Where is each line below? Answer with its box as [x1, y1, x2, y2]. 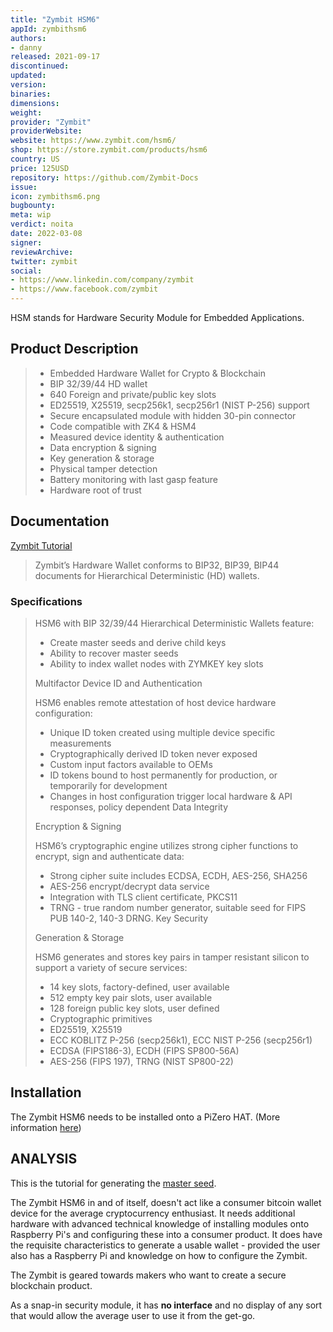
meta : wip [10, 210, 52, 220]
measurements [49, 737, 112, 749]
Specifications [10, 594, 83, 608]
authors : [10, 33, 47, 43]
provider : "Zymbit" [10, 117, 92, 127]
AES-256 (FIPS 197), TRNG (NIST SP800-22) [49, 1055, 234, 1067]
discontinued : [10, 61, 70, 71]
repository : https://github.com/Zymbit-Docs [10, 172, 199, 183]
